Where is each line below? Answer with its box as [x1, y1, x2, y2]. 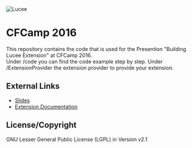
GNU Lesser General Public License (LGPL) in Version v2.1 [6, 136, 148, 143]
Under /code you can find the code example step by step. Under [6, 58, 164, 65]
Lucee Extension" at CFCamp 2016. [6, 52, 93, 59]
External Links [6, 81, 60, 91]
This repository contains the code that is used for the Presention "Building [6, 45, 187, 52]
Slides [14, 97, 30, 104]
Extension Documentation [14, 103, 78, 110]
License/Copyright [6, 120, 77, 130]
